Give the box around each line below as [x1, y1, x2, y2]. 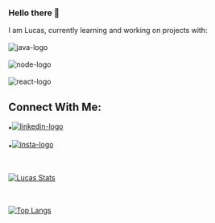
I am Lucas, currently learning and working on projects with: [8, 26, 208, 35]
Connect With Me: [8, 100, 102, 114]
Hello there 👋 [8, 7, 60, 19]
